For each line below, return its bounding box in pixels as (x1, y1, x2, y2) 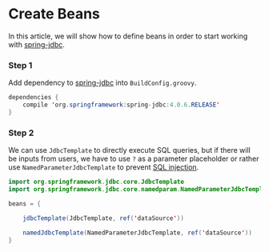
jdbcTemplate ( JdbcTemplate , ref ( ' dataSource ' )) (22, 214, 184, 222)
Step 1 (8, 59, 33, 70)
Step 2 (8, 127, 34, 138)
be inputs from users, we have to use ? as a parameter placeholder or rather (8, 154, 259, 164)
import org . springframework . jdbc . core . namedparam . (8, 186, 181, 194)
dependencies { (8, 94, 59, 102)
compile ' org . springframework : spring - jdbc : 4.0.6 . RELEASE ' (22, 101, 220, 109)
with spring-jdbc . (8, 39, 66, 49)
